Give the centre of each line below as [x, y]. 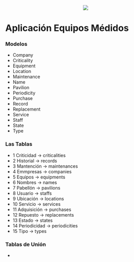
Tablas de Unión [26, 244]
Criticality [23, 61]
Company [23, 55]
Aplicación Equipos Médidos [67, 28]
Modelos [16, 44]
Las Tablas [19, 144]
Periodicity [24, 93]
